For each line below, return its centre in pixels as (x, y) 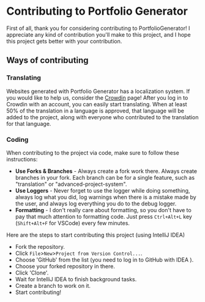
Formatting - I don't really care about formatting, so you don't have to (103, 210)
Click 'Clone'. (32, 273)
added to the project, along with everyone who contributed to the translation (102, 117)
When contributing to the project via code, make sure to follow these (93, 153)
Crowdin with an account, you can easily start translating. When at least (97, 104)
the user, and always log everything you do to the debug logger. (96, 204)
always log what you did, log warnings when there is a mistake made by (106, 197)
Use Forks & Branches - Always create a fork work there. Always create (106, 171)
